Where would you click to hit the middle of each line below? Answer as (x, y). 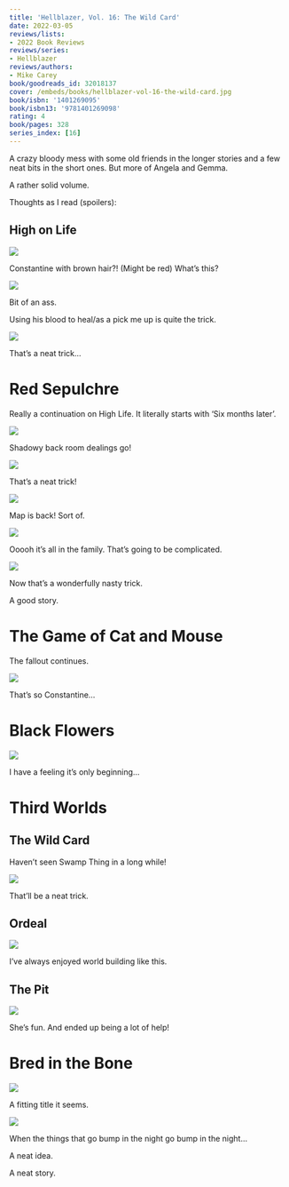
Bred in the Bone (71, 1064)
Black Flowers (62, 730)
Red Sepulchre (64, 389)
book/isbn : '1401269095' (55, 100)
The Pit (29, 989)
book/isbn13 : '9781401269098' (65, 108)
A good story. (34, 600)
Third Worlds (59, 807)
